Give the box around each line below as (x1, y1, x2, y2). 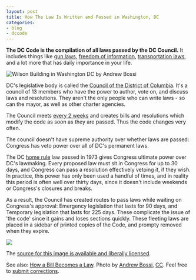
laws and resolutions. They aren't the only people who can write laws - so (6, 95, 185, 102)
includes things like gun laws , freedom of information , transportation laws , (6, 53, 187, 60)
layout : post (6, 8, 38, 15)
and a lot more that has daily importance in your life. (6, 59, 132, 66)
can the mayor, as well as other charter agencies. (6, 101, 125, 108)
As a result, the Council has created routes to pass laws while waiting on (6, 196, 182, 204)
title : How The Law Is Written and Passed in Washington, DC (6, 14, 160, 20)
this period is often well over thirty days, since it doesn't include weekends (6, 179, 187, 186)
